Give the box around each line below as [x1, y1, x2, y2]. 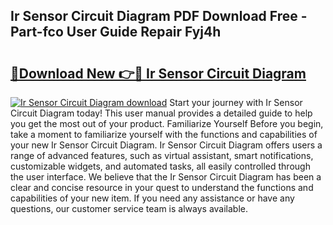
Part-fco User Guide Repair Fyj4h [10, 24, 222, 41]
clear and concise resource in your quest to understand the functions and [10, 182, 314, 193]
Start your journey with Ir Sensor [169, 97, 303, 108]
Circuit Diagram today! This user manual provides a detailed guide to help [10, 107, 313, 119]
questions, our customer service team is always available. [10, 203, 249, 214]
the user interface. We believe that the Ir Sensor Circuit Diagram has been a [10, 171, 322, 183]
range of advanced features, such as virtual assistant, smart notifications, [10, 150, 314, 161]
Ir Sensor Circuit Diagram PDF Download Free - [10, 8, 308, 25]
